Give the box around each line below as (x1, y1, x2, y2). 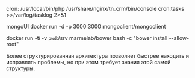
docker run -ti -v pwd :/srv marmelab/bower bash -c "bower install (6, 35, 168, 41)
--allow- (169, 35, 190, 41)
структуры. (6, 65, 36, 72)
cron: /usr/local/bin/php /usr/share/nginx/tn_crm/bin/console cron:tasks (6, 5, 185, 12)
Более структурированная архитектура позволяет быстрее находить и (6, 52, 190, 59)
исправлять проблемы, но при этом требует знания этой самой (6, 59, 171, 65)
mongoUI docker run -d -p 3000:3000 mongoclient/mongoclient (6, 23, 167, 30)
